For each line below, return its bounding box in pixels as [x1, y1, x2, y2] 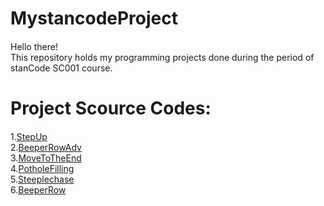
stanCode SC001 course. [10, 62, 113, 74]
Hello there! [10, 40, 58, 52]
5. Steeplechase [10, 173, 75, 185]
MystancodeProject [10, 7, 178, 30]
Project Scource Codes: [10, 97, 212, 119]
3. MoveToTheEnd [10, 152, 82, 164]
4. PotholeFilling [10, 162, 75, 174]
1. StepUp [10, 130, 48, 142]
